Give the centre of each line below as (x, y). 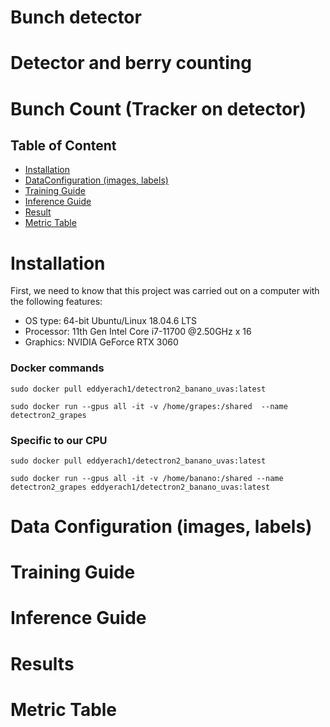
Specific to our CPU (59, 440)
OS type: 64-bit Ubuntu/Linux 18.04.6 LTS (110, 321)
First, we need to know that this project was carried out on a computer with (165, 291)
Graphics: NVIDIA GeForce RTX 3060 (101, 342)
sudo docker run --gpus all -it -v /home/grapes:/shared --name (149, 406)
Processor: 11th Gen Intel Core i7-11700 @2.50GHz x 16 (138, 332)
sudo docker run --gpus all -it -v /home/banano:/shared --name (147, 478)
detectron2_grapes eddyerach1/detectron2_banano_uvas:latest (140, 487)
